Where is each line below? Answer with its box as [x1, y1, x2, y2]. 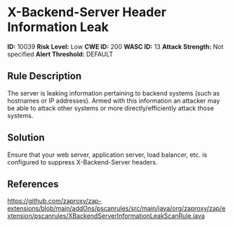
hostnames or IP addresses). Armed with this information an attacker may [7, 96, 220, 105]
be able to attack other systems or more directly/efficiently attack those [7, 103, 214, 112]
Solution [7, 131, 45, 144]
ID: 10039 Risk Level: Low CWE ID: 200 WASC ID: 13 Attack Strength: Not [7, 42, 224, 51]
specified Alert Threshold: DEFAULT [7, 50, 114, 58]
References [7, 178, 59, 190]
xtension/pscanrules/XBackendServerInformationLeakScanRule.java [7, 212, 205, 220]
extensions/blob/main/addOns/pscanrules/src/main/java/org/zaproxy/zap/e [7, 205, 226, 213]
